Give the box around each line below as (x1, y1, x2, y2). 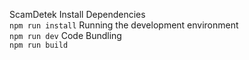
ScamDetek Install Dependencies (9, 9, 146, 20)
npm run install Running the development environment (9, 19, 239, 31)
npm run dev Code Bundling (9, 30, 122, 41)
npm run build (9, 40, 69, 50)
